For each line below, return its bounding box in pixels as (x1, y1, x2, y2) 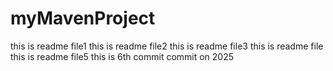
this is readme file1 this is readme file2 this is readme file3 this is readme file (10, 40, 324, 52)
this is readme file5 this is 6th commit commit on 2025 (10, 50, 235, 62)
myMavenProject (10, 7, 156, 30)
